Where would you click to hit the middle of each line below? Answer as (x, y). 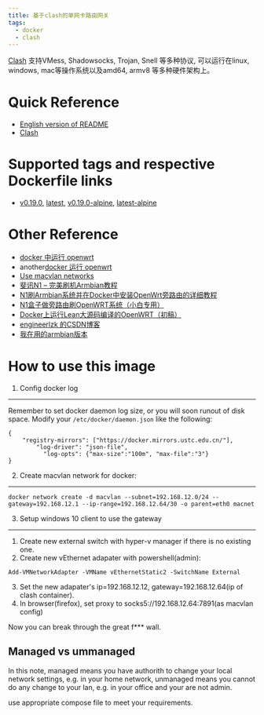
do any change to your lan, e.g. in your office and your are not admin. (120, 687)
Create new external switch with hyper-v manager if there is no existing (135, 541)
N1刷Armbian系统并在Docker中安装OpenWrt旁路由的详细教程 (118, 295)
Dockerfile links (60, 181)
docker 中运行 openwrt (57, 257)
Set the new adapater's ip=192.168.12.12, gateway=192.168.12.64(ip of (131, 587)
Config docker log (49, 388)
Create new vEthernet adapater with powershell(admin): (110, 558)
